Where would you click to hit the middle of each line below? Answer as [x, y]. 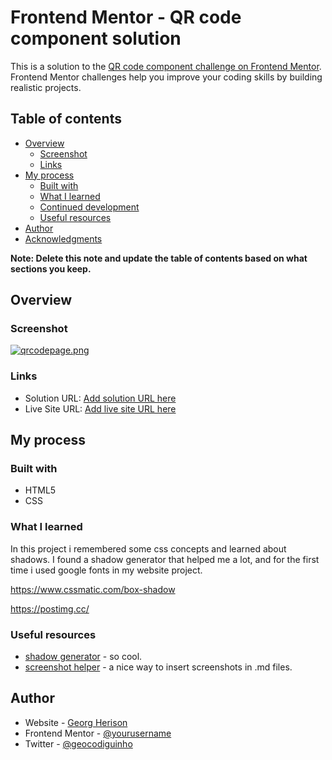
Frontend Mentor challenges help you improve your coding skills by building [166, 77]
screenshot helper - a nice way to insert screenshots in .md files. [158, 667]
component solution [96, 38]
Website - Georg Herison [76, 722]
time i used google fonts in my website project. [106, 570]
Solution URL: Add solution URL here [100, 398]
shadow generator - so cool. [83, 657]
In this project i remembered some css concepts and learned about [148, 548]
